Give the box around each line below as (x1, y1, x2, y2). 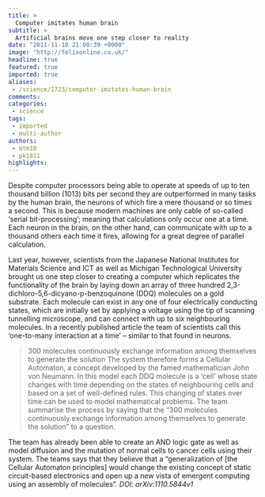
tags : (8, 115, 26, 123)
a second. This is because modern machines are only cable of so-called (8, 206, 244, 216)
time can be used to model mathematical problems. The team (27, 397, 228, 407)
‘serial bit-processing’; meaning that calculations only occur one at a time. (8, 215, 249, 224)
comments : (8, 93, 41, 101)
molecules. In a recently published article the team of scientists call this (8, 323, 241, 332)
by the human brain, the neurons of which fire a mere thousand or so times (8, 197, 252, 207)
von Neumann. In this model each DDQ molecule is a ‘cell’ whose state (27, 372, 258, 381)
